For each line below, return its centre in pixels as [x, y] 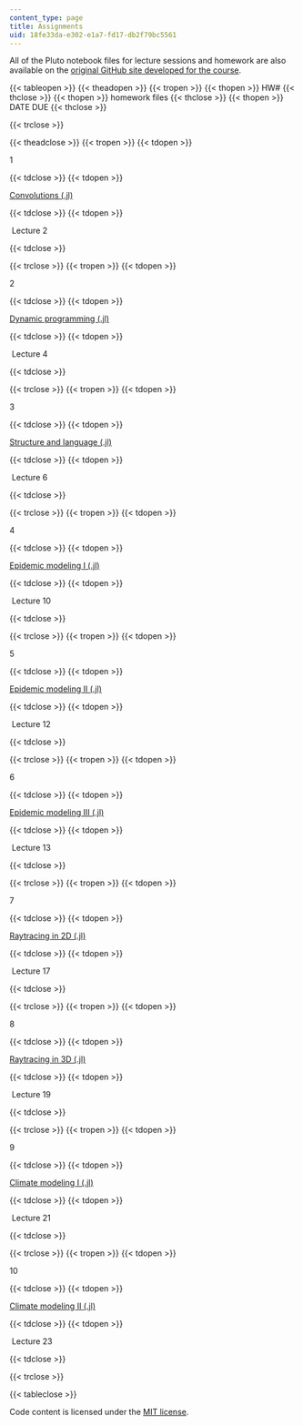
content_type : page [46, 18]
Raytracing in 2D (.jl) [48, 936]
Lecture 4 [30, 354]
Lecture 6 [30, 478]
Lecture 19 [31, 1095]
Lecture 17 [31, 971]
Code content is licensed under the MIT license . [99, 1412]
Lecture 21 [31, 1218]
